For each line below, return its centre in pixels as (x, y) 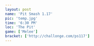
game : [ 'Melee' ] (21, 32)
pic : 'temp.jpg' (21, 18)
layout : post (18, 9)
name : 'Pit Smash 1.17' (29, 14)
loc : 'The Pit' (20, 27)
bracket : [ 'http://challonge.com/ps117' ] (47, 36)
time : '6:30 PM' (21, 23)
